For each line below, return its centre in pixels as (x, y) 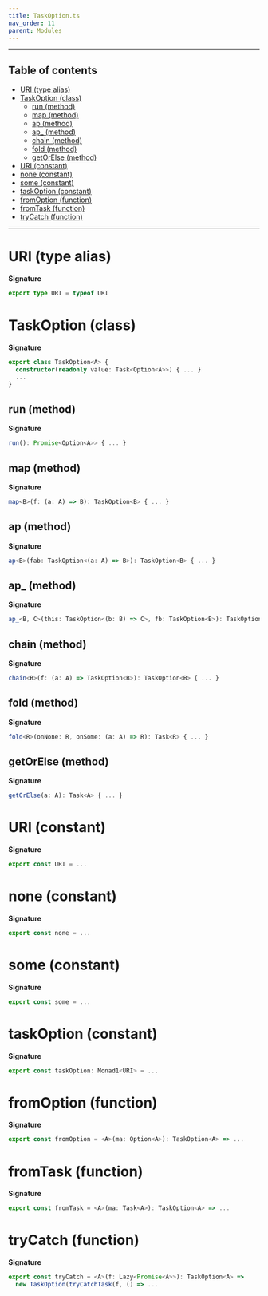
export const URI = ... (48, 864)
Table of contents (53, 70)
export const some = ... (49, 1002)
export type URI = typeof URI (59, 293)
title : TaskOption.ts (44, 16)
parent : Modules (35, 30)
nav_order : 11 (32, 23)
